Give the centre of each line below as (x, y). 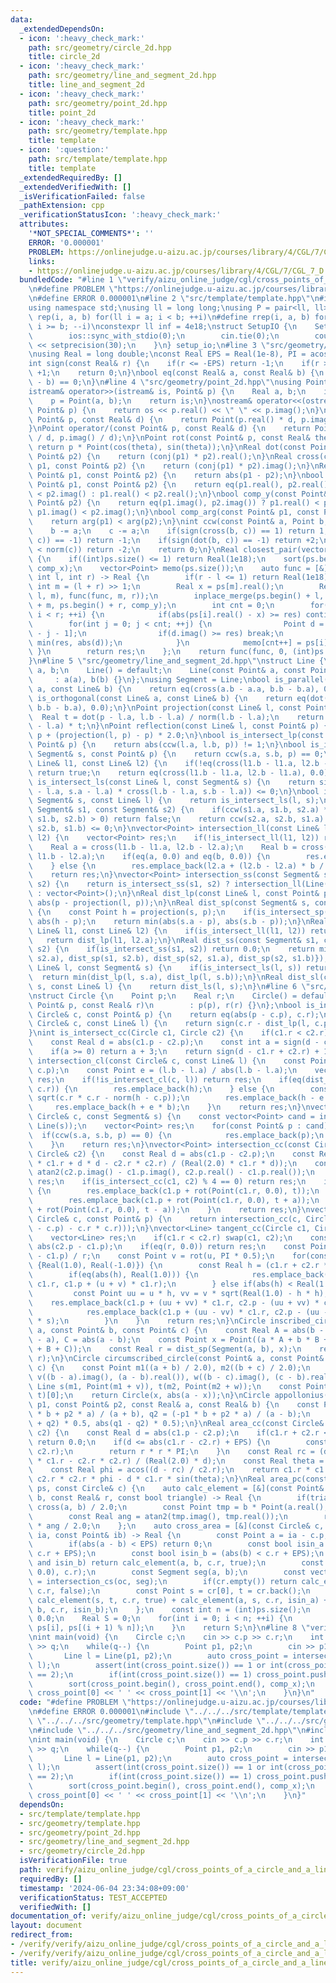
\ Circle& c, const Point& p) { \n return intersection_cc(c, (165, 1219)
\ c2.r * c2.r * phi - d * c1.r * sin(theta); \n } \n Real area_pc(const (178, 1479)
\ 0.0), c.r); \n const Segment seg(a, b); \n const (167, 1572)
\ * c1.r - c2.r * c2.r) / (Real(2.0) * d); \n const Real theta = (176, 1461)
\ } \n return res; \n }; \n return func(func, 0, (158, 652)
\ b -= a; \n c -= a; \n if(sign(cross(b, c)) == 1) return (171, 531)
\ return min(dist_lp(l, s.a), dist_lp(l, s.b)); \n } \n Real (156, 977)
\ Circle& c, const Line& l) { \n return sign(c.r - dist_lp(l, (169, 1024)
